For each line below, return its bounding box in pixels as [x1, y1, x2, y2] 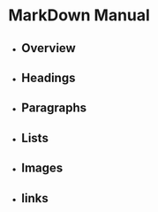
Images [20, 161, 64, 176]
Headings [20, 70, 76, 85]
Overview [20, 41, 76, 56]
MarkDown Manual [8, 5, 151, 26]
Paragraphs [20, 101, 87, 116]
